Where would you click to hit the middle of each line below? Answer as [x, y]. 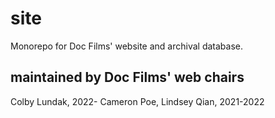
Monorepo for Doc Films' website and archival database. [127, 46]
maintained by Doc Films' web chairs [127, 77]
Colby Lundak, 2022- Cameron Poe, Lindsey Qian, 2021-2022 [137, 101]
